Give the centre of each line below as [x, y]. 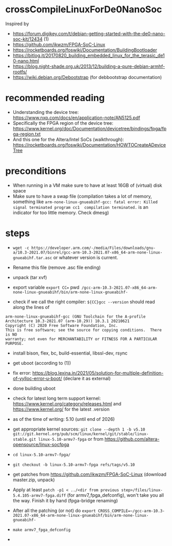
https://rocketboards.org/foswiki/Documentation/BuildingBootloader [85, 50]
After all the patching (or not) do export [54, 510]
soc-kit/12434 [27, 39]
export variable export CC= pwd [46, 287]
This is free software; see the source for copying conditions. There [83, 330]
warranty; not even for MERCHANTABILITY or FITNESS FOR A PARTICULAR [81, 339]
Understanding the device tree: [46, 112]
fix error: [22, 373]
